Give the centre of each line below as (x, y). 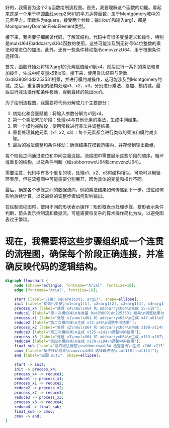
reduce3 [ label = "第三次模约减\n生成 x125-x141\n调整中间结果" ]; (78, 332)
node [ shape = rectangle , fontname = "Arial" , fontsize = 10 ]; (75, 285)
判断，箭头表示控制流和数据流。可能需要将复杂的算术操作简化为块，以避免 (82, 213)
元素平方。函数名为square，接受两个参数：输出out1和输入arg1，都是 (76, 20)
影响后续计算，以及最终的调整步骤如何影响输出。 (56, 196)
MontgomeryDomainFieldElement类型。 (47, 26)
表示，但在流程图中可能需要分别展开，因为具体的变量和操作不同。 (78, 179)
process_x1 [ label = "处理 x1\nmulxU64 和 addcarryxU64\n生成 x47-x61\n (88, 318)
